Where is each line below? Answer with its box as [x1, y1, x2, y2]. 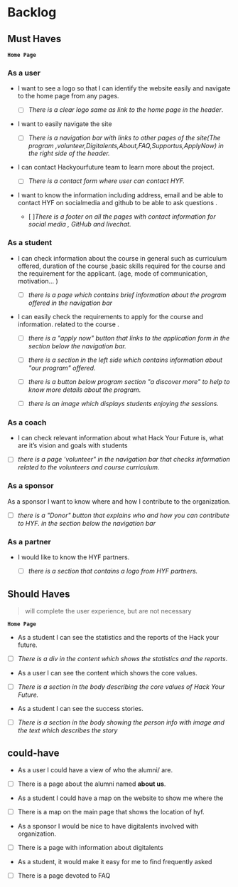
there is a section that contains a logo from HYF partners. [28, 567, 198, 576]
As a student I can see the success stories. [17, 705, 144, 713]
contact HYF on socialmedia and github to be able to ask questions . [17, 199, 218, 207]
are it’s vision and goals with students [17, 441, 128, 450]
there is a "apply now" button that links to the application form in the [28, 333, 229, 342]
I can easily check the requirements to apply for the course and [17, 312, 204, 321]
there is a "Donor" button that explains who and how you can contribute [17, 511, 229, 519]
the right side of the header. [28, 149, 110, 157]
